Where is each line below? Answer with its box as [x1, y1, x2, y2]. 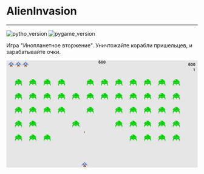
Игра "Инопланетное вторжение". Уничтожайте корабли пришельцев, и [6, 41, 192, 49]
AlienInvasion [6, 4, 77, 18]
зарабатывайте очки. [6, 48, 61, 55]
